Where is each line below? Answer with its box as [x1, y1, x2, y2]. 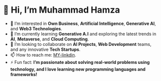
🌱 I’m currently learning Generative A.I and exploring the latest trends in [10, 31, 157, 37]
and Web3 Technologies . [10, 25, 62, 31]
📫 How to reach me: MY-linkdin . [10, 52, 77, 58]
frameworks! [10, 71, 37, 77]
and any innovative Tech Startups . [10, 46, 80, 52]
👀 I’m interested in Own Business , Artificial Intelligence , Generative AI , [10, 20, 156, 26]
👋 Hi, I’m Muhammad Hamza [3, 4, 120, 16]
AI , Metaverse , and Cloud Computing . [10, 36, 89, 42]
